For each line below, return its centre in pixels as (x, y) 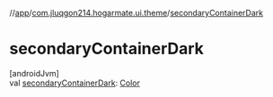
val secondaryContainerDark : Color (75, 83)
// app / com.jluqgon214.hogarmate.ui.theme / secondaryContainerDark (136, 13)
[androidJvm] (35, 73)
